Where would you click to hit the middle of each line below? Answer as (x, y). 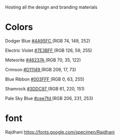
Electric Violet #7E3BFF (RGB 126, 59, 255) (49, 50)
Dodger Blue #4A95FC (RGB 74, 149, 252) (48, 41)
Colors (19, 27)
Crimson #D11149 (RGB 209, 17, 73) (41, 69)
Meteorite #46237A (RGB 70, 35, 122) (43, 60)
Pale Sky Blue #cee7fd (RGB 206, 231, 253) (49, 98)
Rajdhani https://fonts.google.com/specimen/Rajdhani (60, 132)
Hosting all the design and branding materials (51, 7)
